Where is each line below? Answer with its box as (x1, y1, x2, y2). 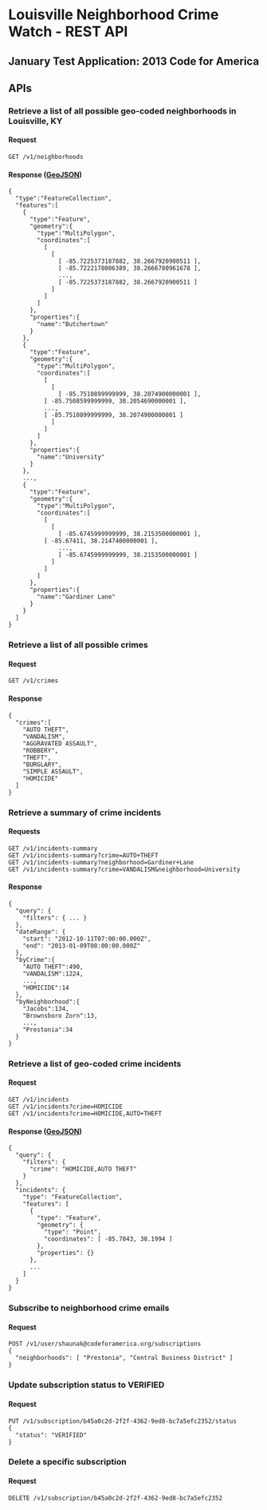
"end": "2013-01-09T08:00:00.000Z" (22, 941, 141, 950)
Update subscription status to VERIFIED (8, 1380, 165, 1391)
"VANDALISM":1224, (22, 969, 84, 978)
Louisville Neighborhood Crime (8, 6, 219, 24)
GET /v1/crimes (8, 677, 59, 685)
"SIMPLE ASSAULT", (22, 767, 84, 776)
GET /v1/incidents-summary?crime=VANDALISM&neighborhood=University (8, 865, 241, 873)
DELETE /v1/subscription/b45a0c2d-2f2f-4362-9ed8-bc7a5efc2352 (8, 1494, 223, 1502)
